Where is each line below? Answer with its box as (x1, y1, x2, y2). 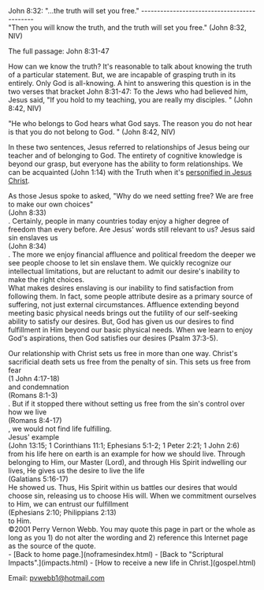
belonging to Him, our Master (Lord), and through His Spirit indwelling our (8, 458, 247, 466)
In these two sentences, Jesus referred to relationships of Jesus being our (8, 143, 250, 151)
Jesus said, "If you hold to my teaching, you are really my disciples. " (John (8, 95, 253, 104)
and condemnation (8, 382, 69, 391)
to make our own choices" (8, 199, 94, 209)
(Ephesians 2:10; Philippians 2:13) (8, 508, 117, 517)
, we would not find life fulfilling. (8, 424, 112, 433)
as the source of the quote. (8, 541, 96, 551)
